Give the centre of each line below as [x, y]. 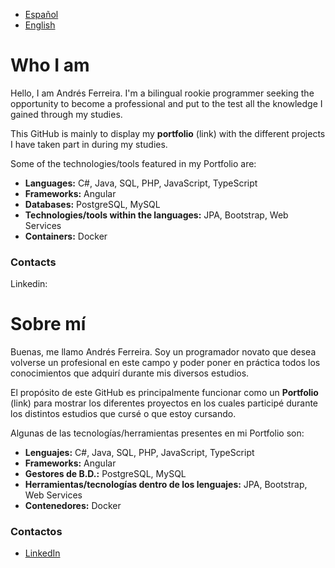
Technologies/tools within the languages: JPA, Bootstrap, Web [156, 215]
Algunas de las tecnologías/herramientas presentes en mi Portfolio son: [157, 433]
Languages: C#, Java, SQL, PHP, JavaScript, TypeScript [141, 183]
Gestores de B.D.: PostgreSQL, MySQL [105, 474]
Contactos [36, 532]
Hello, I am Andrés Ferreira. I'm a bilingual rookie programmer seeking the [162, 93]
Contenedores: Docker [73, 506]
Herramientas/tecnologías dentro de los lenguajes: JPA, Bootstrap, [166, 485]
